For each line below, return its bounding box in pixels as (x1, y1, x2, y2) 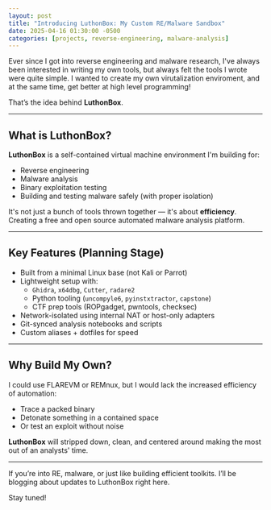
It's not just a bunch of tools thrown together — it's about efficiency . (8, 207, 237, 217)
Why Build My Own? (8, 359, 112, 372)
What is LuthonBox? (8, 128, 112, 142)
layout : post (8, 11, 52, 20)
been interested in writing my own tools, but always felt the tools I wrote (8, 65, 248, 75)
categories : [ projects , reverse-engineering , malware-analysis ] (8, 34, 229, 43)
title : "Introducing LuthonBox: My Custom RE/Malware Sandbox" (8, 19, 226, 27)
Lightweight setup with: (19, 276, 98, 286)
